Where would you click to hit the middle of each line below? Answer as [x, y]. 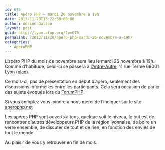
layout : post [19, 28]
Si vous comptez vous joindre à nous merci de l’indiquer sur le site [73, 101]
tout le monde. [20, 132]
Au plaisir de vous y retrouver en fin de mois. [51, 142]
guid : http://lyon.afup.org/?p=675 [42, 33]
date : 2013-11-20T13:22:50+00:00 [40, 19]
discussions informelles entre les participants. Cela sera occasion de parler [82, 86]
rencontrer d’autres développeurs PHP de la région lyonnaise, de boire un [81, 122]
